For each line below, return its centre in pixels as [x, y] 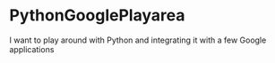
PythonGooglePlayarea [97, 16]
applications [32, 49]
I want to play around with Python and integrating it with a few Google [138, 40]
